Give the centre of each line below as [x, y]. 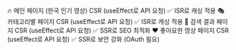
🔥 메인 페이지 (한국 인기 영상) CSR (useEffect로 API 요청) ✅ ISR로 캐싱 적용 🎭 [116, 11]
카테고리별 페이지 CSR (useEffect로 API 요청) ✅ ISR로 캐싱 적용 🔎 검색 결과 [111, 22]
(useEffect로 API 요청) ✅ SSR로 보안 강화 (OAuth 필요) [83, 39]
